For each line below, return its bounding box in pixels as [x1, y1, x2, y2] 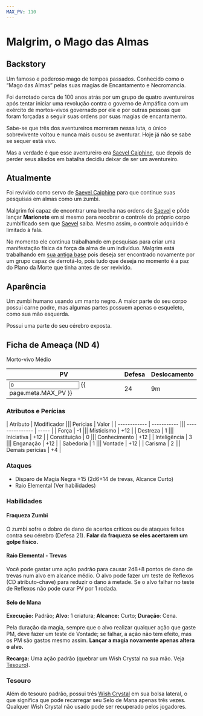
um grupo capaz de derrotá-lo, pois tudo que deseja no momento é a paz [6, 257, 189, 265]
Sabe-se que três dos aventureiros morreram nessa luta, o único [6, 124, 167, 131]
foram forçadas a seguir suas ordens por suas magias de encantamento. [6, 113, 187, 120]
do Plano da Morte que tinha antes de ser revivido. [6, 264, 132, 271]
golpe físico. [6, 538, 39, 545]
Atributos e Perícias [6, 406, 66, 415]
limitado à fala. [6, 227, 43, 234]
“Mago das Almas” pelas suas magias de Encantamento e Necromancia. [6, 81, 186, 88]
